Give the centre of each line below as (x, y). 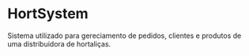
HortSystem (48, 14)
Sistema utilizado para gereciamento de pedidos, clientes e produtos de (124, 35)
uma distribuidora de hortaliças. (59, 43)
